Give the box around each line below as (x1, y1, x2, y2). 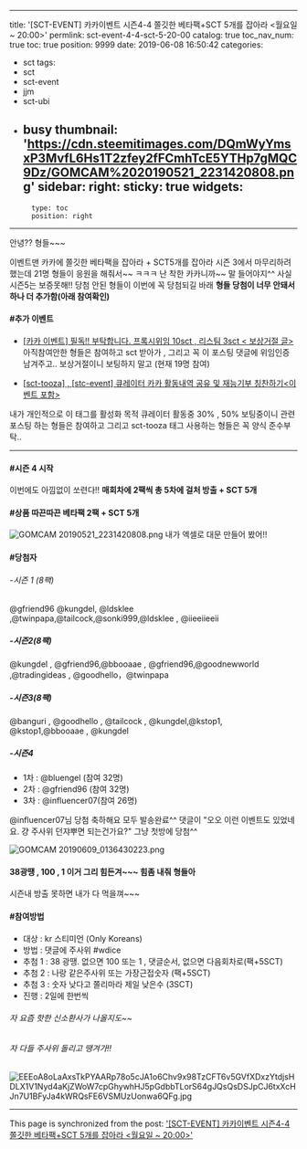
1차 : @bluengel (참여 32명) (22, 773, 123, 784)
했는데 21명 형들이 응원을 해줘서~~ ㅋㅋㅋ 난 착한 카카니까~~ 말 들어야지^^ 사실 (9, 268, 292, 279)
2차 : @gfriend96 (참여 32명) (22, 784, 130, 795)
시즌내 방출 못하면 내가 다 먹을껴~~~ (9, 888, 140, 900)
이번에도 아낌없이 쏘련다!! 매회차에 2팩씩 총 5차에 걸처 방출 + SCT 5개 (9, 485, 258, 496)
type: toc (31, 203, 69, 213)
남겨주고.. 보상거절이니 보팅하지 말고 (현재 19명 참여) (22, 358, 210, 370)
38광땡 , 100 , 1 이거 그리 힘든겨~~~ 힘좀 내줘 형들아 (9, 866, 196, 877)
